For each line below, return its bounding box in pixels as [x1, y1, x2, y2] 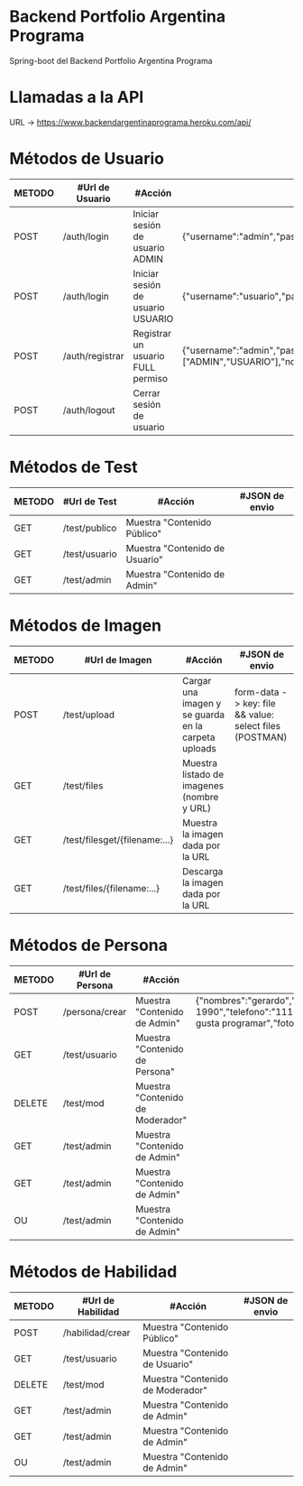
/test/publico [62, 521, 117, 534]
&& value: [234, 708, 275, 721]
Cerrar [133, 386, 161, 399]
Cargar [181, 674, 212, 687]
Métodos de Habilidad [9, 1261, 178, 1282]
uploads [181, 742, 216, 754]
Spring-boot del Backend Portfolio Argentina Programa [9, 55, 214, 66]
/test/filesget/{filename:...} [62, 833, 174, 845]
